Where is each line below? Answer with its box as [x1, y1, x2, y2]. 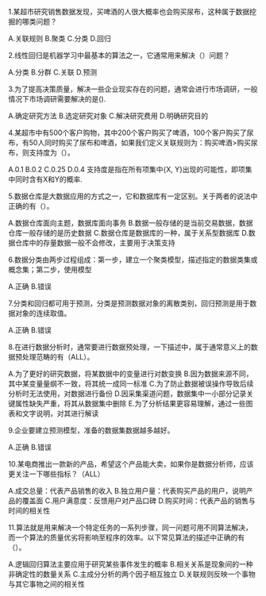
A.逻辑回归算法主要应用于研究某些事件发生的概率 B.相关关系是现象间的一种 [8, 559, 253, 569]
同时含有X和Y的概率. [14, 175, 83, 184]
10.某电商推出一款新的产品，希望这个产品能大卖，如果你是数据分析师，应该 [8, 459, 254, 468]
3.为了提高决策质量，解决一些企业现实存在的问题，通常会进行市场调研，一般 [8, 84, 258, 94]
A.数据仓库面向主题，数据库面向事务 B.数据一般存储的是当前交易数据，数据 [8, 218, 253, 228]
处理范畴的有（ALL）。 [21, 352, 94, 361]
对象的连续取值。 [14, 309, 71, 317]
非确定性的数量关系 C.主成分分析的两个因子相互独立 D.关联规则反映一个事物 [8, 570, 256, 579]
